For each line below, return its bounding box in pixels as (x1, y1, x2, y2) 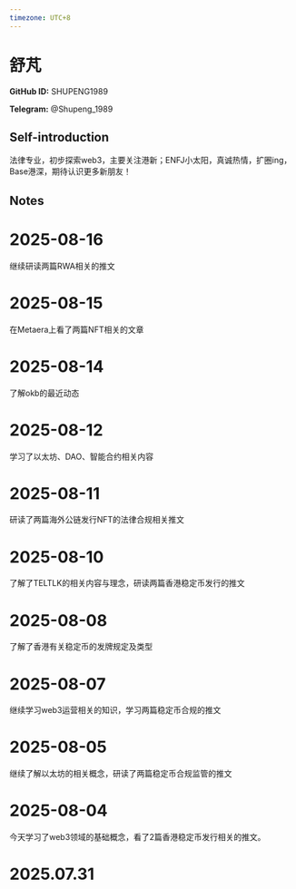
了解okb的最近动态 (9, 387, 80, 398)
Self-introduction (9, 129, 110, 145)
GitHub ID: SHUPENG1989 (9, 85, 109, 96)
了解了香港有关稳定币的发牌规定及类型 (9, 641, 153, 652)
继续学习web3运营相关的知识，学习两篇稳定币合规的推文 (9, 705, 222, 716)
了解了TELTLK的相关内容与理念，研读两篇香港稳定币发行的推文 (9, 578, 245, 589)
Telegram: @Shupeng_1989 (9, 103, 113, 114)
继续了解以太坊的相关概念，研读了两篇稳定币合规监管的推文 (9, 768, 232, 779)
